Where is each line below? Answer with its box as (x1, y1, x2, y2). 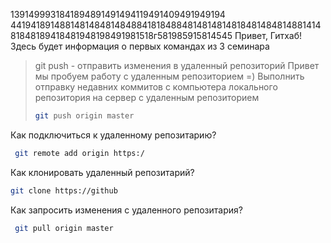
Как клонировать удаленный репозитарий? (10, 166, 195, 178)
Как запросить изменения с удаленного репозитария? (10, 204, 243, 216)
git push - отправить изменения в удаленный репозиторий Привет (34, 60, 320, 71)
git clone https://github (10, 185, 118, 196)
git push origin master (34, 111, 135, 121)
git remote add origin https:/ (14, 148, 145, 158)
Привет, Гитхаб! (234, 30, 303, 41)
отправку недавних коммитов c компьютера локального (34, 81, 278, 93)
